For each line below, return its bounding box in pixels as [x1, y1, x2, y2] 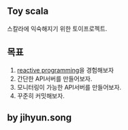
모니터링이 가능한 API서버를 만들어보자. [16, 83, 122, 91]
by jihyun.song [7, 112, 72, 124]
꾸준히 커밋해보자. [16, 92, 65, 100]
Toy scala [7, 5, 49, 17]
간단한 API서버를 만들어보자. [16, 75, 93, 83]
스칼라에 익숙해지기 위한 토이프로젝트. [7, 24, 108, 33]
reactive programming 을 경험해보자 [16, 66, 114, 74]
